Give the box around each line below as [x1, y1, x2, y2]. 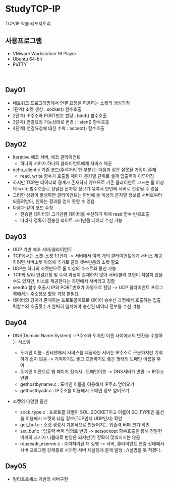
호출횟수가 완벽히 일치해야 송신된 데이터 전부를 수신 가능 [30, 303, 141, 309]
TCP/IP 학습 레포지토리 [5, 20, 51, 26]
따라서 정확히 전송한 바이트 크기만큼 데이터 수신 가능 [20, 217, 123, 223]
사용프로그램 [5, 36, 42, 46]
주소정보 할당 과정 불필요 [30, 291, 79, 297]
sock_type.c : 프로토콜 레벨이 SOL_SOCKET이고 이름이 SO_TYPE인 [20, 409, 155, 415]
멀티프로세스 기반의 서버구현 [12, 476, 69, 482]
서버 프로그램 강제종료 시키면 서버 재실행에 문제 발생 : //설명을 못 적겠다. [20, 447, 162, 453]
